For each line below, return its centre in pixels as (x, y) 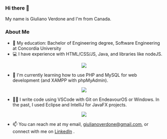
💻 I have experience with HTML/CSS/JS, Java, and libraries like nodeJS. (87, 54)
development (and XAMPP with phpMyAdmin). (60, 80)
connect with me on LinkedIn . (43, 131)
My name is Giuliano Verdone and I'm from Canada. (58, 19)
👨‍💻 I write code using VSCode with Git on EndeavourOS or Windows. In (86, 99)
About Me (17, 32)
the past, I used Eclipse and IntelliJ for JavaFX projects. (69, 104)
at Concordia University (37, 48)
